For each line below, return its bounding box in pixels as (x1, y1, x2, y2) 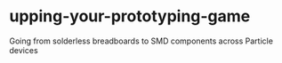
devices (9, 44, 38, 55)
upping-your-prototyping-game (9, 6, 251, 27)
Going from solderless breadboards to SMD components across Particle (9, 35, 274, 46)
